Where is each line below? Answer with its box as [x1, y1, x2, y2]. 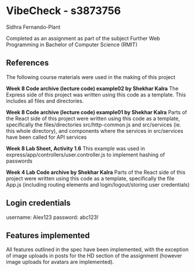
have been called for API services [6, 133, 87, 140]
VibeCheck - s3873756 [6, 4, 121, 18]
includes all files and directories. [6, 97, 84, 104]
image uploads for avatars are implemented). [6, 259, 114, 266]
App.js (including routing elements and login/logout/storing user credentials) [6, 181, 190, 188]
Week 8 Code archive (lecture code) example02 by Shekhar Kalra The [6, 85, 179, 92]
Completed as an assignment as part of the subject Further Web [6, 35, 161, 42]
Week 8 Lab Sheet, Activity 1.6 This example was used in [6, 145, 145, 152]
